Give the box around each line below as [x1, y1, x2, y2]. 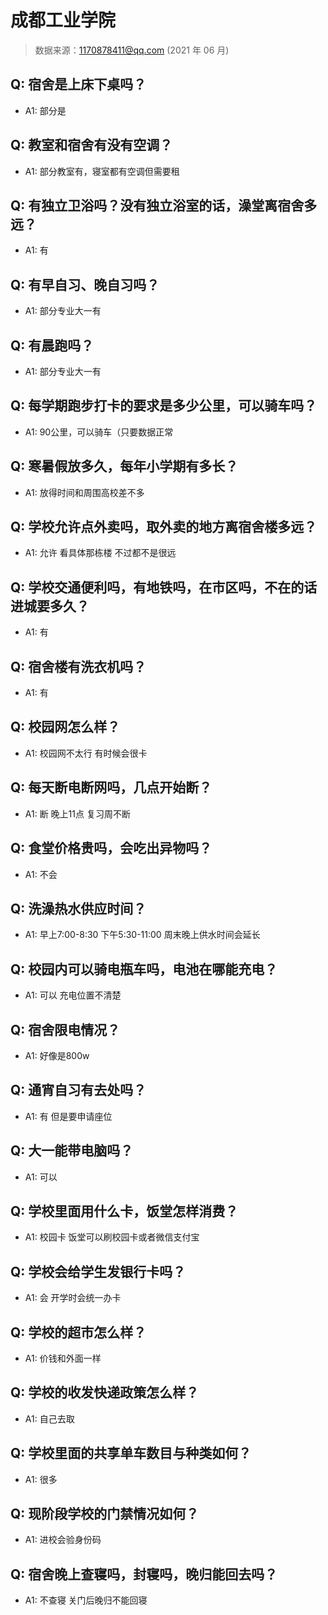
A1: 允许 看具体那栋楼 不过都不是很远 [24, 547, 177, 559]
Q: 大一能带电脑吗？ [10, 1142, 134, 1160]
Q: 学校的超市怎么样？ [10, 1324, 147, 1341]
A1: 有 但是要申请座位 [24, 1110, 113, 1122]
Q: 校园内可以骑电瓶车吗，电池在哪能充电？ [10, 961, 278, 978]
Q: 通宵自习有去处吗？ [10, 1082, 147, 1099]
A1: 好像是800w [24, 1049, 90, 1061]
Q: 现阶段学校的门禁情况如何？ [10, 1506, 200, 1523]
